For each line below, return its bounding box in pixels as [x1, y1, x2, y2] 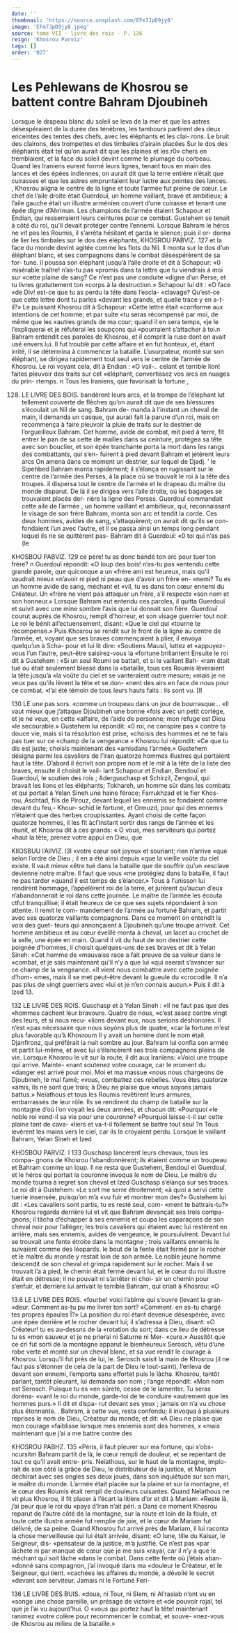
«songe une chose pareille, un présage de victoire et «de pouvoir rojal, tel [11, 1597, 223, 1605]
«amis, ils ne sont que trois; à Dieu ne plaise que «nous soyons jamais [11, 1083, 212, 1091]
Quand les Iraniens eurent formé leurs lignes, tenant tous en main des [11, 161, 212, 170]
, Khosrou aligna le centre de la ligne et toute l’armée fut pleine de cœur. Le [11, 184, 228, 192]
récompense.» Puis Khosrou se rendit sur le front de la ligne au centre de [11, 627, 221, 635]
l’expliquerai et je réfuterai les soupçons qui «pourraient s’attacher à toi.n [11, 325, 221, 333]
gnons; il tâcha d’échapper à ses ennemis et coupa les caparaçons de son [11, 1215, 225, 1223]
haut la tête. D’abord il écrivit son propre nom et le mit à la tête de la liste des [11, 759, 231, 767]
